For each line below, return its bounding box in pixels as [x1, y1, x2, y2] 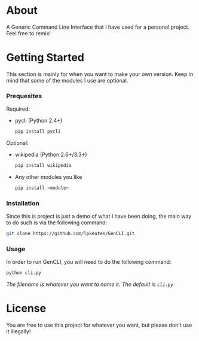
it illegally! [6, 328, 31, 335]
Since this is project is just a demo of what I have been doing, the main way [6, 213, 192, 220]
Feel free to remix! [6, 29, 51, 36]
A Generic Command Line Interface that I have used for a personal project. [6, 23, 190, 31]
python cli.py [6, 270, 42, 276]
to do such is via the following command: [6, 219, 108, 226]
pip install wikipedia [14, 163, 72, 169]
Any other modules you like [14, 173, 82, 180]
